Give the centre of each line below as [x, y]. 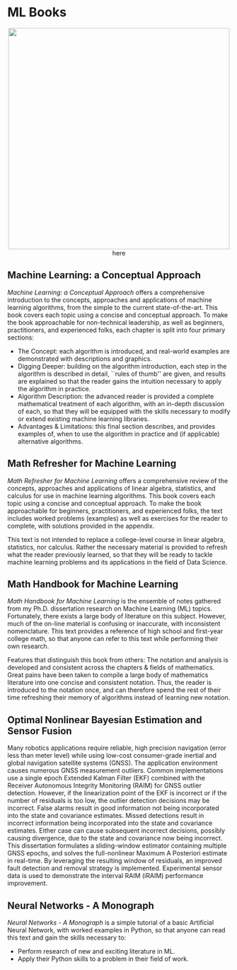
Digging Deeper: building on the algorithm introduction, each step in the [122, 366]
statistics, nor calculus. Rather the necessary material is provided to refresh [117, 547]
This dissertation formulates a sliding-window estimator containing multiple [117, 845]
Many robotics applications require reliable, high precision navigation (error [117, 748]
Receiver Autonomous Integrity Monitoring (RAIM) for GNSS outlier [104, 785]
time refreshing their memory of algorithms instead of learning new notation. [119, 698]
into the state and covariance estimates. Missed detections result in [106, 816]
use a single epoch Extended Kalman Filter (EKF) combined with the [106, 778]
